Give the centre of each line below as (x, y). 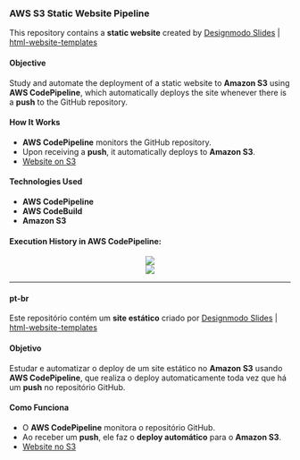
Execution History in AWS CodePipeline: (86, 241)
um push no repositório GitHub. (67, 387)
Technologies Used (46, 182)
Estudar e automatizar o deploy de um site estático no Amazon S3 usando (146, 368)
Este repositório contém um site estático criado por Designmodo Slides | (144, 318)
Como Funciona (39, 408)
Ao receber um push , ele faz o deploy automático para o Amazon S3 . (151, 437)
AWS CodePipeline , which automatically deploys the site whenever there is (148, 92)
